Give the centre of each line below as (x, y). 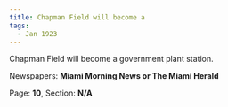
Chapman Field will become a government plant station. (111, 59)
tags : (19, 26)
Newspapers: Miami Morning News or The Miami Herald (114, 76)
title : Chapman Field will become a (77, 17)
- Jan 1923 (37, 34)
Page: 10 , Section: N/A (51, 93)
